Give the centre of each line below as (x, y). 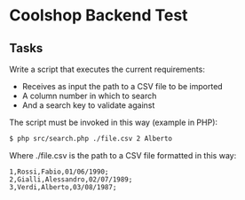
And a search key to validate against (88, 105)
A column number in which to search (89, 96)
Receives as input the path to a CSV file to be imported (122, 86)
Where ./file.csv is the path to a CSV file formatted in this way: (123, 155)
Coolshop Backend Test (99, 15)
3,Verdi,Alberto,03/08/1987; (63, 187)
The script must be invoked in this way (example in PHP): (114, 122)
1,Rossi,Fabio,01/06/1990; (59, 172)
